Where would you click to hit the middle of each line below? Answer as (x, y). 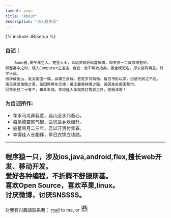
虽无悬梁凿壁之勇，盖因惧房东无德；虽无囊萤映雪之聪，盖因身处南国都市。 (72, 84)
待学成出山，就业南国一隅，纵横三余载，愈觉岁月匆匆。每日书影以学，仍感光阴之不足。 (83, 79)
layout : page (19, 11)
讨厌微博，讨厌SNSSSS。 (46, 195)
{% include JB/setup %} (31, 37)
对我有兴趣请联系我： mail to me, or (42, 210)
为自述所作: (19, 103)
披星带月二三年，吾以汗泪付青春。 (48, 128)
